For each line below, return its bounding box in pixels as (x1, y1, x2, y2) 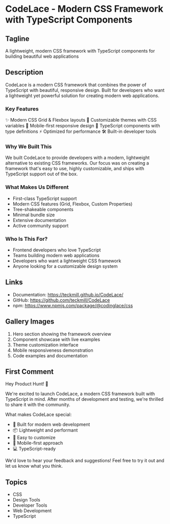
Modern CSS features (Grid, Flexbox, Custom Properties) (12, 200, 133, 207)
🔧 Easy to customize (12, 435, 56, 441)
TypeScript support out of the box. (5, 171, 78, 177)
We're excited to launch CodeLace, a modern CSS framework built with (5, 391, 155, 397)
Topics (5, 477, 28, 486)
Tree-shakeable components (12, 206, 74, 212)
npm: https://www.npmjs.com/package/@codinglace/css (12, 302, 133, 308)
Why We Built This (5, 143, 52, 150)
